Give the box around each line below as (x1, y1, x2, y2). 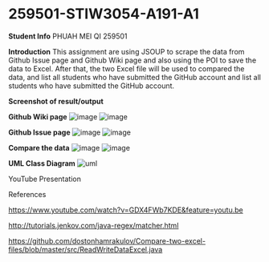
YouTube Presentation (8, 174, 82, 183)
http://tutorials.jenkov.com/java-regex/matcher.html (8, 220, 179, 230)
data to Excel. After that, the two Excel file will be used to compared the (8, 63, 245, 73)
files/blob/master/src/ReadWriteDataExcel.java (8, 244, 163, 254)
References (8, 189, 47, 199)
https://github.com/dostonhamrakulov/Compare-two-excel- (8, 236, 206, 245)
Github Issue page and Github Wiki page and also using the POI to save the (8, 55, 257, 65)
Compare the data (8, 143, 70, 152)
